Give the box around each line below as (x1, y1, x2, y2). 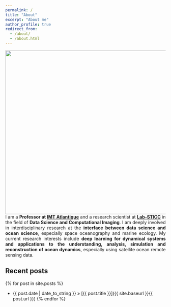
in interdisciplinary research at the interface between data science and (5, 225, 166, 231)
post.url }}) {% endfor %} (12, 295, 66, 302)
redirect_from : (5, 27, 38, 32)
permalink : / (5, 7, 33, 13)
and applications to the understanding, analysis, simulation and (5, 241, 166, 247)
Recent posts (5, 267, 48, 275)
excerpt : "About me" (5, 17, 49, 22)
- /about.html (10, 36, 40, 41)
